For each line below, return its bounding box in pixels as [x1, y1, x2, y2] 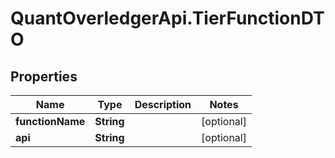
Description [134, 98, 192, 111]
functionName [15, 115, 86, 128]
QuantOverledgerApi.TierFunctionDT [10, 7, 325, 30]
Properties [10, 68, 78, 85]
